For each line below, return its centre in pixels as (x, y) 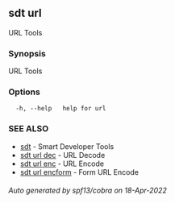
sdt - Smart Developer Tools (67, 146)
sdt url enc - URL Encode (62, 164)
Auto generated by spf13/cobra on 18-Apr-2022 (87, 191)
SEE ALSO (29, 129)
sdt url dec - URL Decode (62, 155)
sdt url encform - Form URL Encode (79, 172)
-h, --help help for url (61, 109)
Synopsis (27, 53)
